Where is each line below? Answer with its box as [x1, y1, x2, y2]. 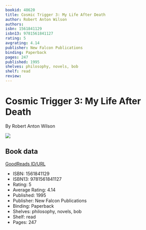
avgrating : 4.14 [5, 41, 40, 46]
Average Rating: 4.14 [12, 186, 56, 193]
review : [5, 74, 22, 79]
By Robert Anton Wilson [5, 123, 55, 129]
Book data [5, 147, 38, 156]
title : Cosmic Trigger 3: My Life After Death [5, 12, 106, 17]
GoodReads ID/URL [5, 160, 46, 167]
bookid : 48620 [5, 7, 36, 13]
